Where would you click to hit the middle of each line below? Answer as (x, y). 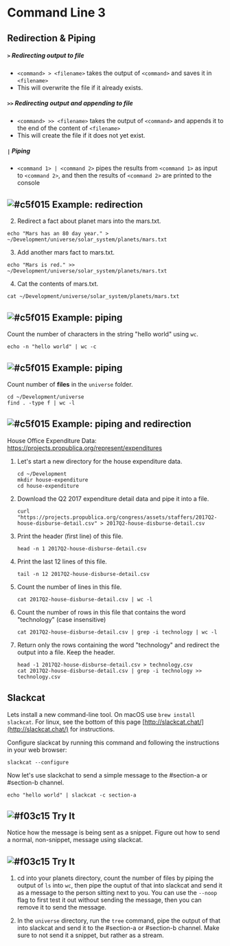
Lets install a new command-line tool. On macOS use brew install (101, 714)
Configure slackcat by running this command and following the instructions (113, 742)
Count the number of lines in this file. (69, 587)
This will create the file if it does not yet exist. (81, 135)
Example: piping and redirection (122, 424)
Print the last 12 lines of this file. (62, 561)
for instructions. (92, 729)
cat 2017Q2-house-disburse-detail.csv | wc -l (85, 599)
